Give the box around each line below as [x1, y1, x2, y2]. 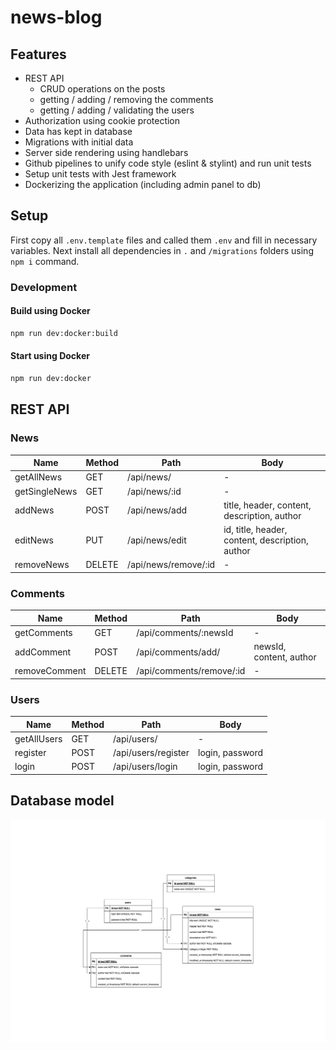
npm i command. [10, 255, 80, 267]
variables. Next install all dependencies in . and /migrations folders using [10, 244, 314, 256]
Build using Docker [10, 305, 91, 317]
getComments [14, 626, 73, 638]
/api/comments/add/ [136, 646, 221, 658]
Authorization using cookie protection [24, 115, 181, 126]
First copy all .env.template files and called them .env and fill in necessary [10, 234, 318, 246]
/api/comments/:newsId [136, 626, 234, 638]
